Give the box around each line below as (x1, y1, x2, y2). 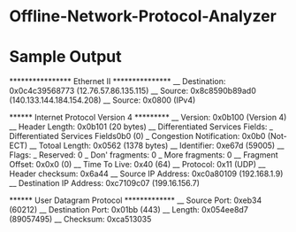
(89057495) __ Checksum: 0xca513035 (9, 214, 152, 225)
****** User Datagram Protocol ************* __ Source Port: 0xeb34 (9, 195, 262, 205)
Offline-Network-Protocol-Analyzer (9, 6, 277, 27)
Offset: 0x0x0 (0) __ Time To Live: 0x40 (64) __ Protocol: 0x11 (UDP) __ (9, 159, 266, 170)
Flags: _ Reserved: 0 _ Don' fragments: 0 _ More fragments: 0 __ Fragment (9, 150, 278, 160)
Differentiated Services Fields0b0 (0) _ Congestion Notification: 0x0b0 (9, 131, 266, 142)
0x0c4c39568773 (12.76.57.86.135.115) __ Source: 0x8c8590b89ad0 (9, 86, 256, 97)
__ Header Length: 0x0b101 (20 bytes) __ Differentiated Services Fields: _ (9, 121, 274, 132)
